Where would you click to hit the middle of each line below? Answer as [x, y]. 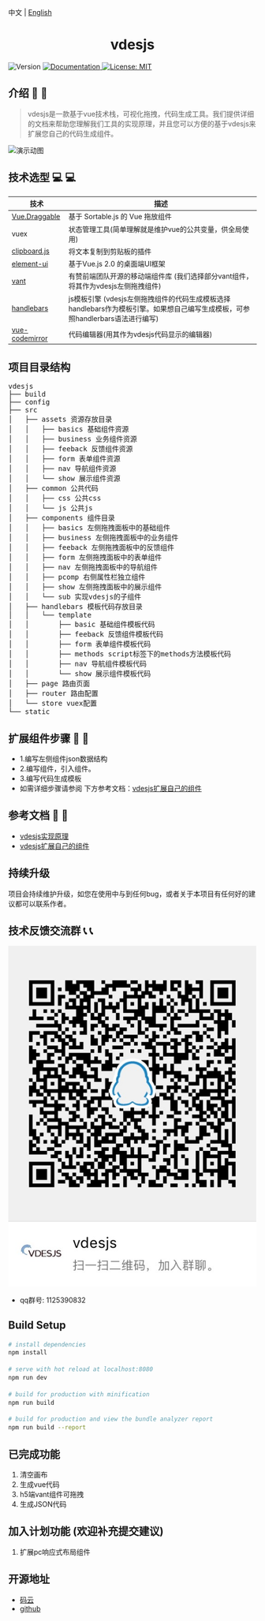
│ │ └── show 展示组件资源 [64, 479]
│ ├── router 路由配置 [53, 694]
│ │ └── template [50, 615]
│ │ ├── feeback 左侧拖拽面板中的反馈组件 [91, 548]
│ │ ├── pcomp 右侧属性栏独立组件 [77, 577]
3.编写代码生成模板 [50, 778]
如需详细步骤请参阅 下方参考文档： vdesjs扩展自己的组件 [111, 788]
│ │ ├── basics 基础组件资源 [69, 430]
